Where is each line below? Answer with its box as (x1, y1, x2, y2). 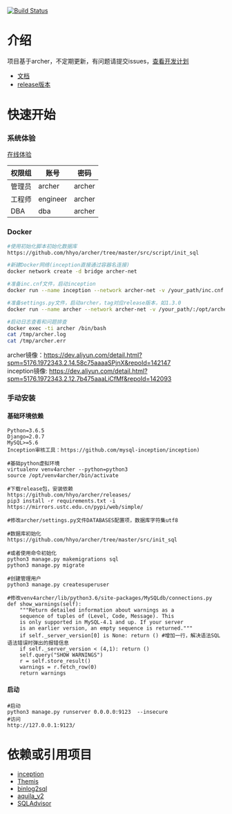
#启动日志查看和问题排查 (7, 318, 67, 325)
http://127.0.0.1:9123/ (7, 721, 76, 728)
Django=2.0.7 (7, 434, 45, 440)
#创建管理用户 (7, 575, 41, 583)
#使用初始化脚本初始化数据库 (7, 242, 77, 250)
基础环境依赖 (7, 411, 43, 420)
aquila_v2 (17, 792, 44, 800)
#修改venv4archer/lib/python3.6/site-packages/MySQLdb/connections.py (7, 594, 213, 602)
